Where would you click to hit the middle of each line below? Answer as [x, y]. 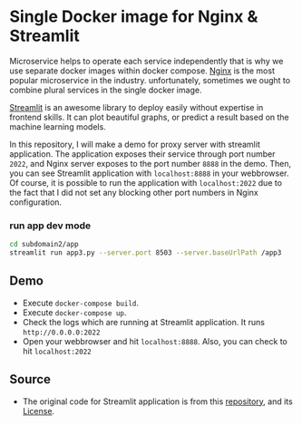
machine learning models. [58, 126]
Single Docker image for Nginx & [134, 17]
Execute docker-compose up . [74, 312]
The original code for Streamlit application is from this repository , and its [157, 401]
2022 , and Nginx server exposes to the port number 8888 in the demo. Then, [151, 163]
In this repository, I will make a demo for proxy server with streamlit [135, 144]
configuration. [35, 202]
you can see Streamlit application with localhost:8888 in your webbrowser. [149, 173]
